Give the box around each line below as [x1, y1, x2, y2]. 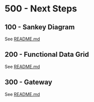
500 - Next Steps [4, 3, 77, 14]
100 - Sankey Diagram [4, 23, 75, 31]
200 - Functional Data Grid [4, 50, 89, 59]
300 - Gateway [4, 78, 52, 87]
